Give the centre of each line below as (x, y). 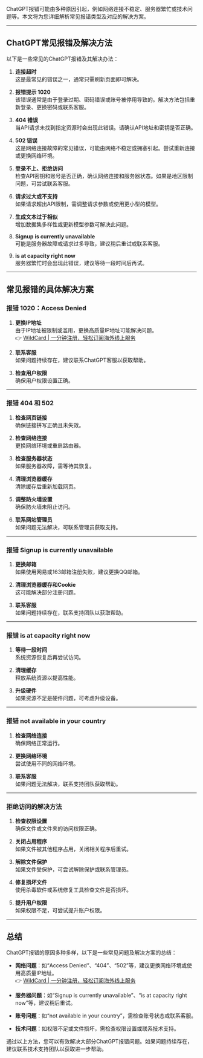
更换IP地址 (28, 322)
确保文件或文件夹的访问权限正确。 (57, 828)
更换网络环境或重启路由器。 (50, 445)
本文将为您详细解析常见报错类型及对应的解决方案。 (85, 16)
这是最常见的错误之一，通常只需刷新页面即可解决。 (79, 79)
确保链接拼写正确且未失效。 (50, 425)
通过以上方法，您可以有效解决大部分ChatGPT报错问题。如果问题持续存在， (100, 1041)
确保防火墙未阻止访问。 (44, 506)
